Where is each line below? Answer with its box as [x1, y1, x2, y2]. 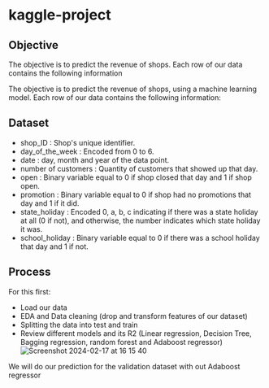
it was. [20, 224, 43, 233]
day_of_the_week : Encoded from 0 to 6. [20, 146, 154, 156]
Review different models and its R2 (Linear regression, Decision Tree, [20, 328, 252, 338]
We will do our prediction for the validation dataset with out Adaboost [8, 361, 241, 371]
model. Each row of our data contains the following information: [8, 93, 222, 102]
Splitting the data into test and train [20, 320, 138, 329]
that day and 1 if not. [20, 242, 89, 251]
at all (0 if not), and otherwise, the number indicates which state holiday [20, 216, 261, 225]
